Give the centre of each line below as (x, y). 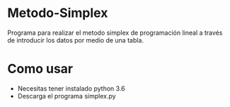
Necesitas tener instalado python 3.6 (71, 88)
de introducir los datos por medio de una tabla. (75, 40)
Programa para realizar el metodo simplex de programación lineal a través (115, 33)
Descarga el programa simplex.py (67, 96)
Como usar (40, 69)
